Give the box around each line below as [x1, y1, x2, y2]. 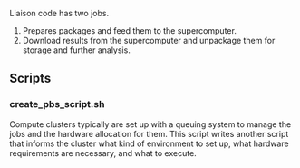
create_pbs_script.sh [9, 98, 105, 111]
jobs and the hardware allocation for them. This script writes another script [9, 128, 289, 139]
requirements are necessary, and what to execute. [9, 147, 197, 158]
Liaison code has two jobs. [9, 8, 110, 18]
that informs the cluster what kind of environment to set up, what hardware [9, 138, 289, 149]
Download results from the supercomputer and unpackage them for [22, 35, 276, 45]
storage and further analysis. [22, 44, 131, 55]
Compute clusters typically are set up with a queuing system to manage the [9, 118, 292, 130]
